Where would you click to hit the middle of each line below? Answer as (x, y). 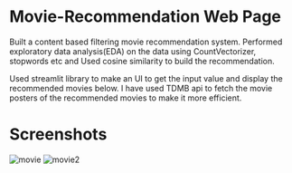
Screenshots (58, 135)
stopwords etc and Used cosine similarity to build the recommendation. (142, 61)
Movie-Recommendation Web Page (146, 17)
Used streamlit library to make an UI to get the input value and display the (146, 78)
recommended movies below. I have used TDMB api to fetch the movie (141, 88)
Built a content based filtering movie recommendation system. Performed (146, 42)
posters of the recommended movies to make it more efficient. (126, 98)
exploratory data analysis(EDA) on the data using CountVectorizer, (133, 51)
